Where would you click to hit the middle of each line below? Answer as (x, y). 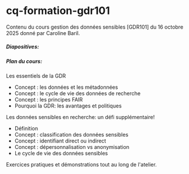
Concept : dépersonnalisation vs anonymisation (72, 147)
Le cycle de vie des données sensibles (61, 154)
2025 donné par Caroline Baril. (43, 33)
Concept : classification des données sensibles (71, 135)
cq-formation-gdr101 (58, 11)
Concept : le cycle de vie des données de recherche (78, 93)
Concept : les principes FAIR (49, 100)
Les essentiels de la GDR (36, 76)
